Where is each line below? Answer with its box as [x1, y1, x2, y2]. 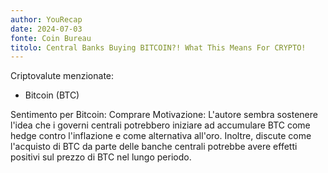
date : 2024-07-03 [10, 24, 83, 34]
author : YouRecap [10, 14, 83, 25]
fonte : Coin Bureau [10, 33, 92, 43]
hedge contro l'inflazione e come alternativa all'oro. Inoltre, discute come [10, 130, 312, 142]
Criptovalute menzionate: [10, 70, 115, 82]
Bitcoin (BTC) [24, 89, 80, 101]
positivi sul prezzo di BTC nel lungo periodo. [10, 151, 192, 163]
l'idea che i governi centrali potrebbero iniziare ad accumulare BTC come [10, 119, 311, 131]
